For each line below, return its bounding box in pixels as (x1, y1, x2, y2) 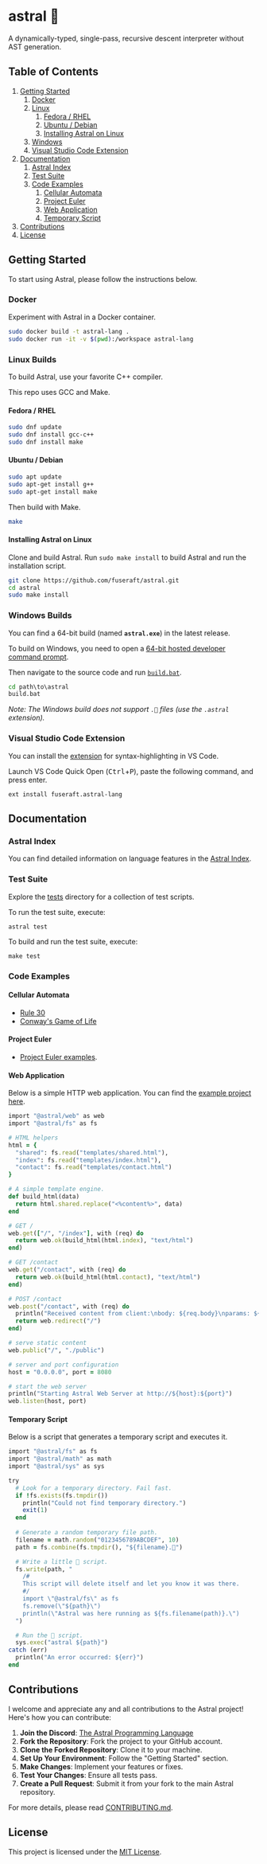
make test (8, 952, 41, 960)
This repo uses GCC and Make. (8, 387, 110, 397)
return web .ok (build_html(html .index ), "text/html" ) (15, 1237, 194, 1245)
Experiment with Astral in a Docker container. (8, 312, 157, 322)
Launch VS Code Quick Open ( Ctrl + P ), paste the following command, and (8, 766, 254, 776)
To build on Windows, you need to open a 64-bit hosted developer (8, 643, 226, 653)
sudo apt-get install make (8, 487, 98, 496)
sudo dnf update (8, 424, 62, 432)
